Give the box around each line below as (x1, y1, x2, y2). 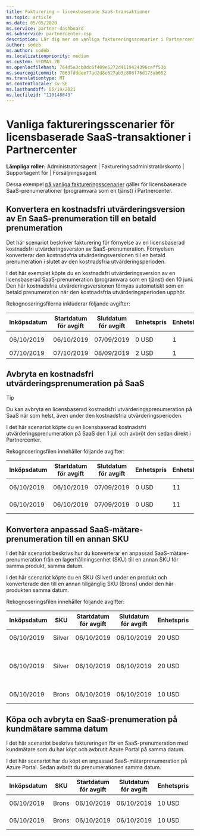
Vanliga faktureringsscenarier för (6, 118, 175, 131)
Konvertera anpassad (6, 525, 88, 535)
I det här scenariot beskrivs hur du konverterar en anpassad (6, 550, 154, 557)
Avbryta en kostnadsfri (6, 369, 94, 379)
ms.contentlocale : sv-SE (6, 81, 68, 87)
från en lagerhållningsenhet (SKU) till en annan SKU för (43, 556, 179, 563)
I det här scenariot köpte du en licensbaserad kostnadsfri (6, 424, 146, 431)
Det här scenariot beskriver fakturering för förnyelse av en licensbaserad (6, 239, 185, 246)
